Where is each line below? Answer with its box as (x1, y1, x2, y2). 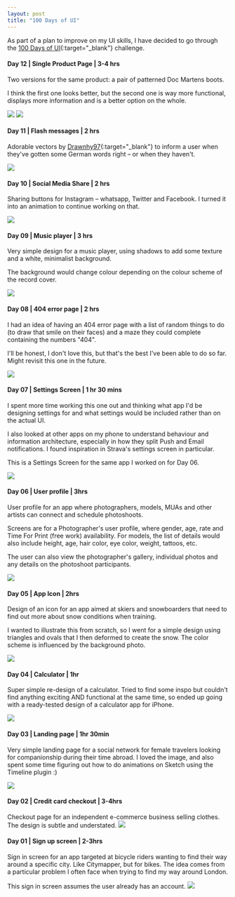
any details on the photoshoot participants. (7, 559, 131, 569)
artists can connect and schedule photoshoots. (7, 510, 144, 519)
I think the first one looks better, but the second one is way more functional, (7, 88, 226, 97)
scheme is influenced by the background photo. (7, 641, 146, 649)
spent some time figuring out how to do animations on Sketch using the (7, 760, 214, 769)
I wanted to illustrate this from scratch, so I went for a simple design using (7, 626, 221, 634)
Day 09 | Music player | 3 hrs (7, 231, 93, 239)
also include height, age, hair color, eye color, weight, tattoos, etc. (7, 538, 198, 547)
